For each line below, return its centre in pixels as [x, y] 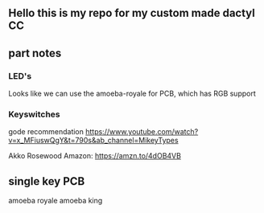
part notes [35, 53]
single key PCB [47, 181]
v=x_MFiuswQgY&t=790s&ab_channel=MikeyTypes [93, 141]
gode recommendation [46, 132]
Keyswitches [34, 114]
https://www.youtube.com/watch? [142, 132]
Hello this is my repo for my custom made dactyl [132, 13]
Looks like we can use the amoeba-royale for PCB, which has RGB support [132, 94]
